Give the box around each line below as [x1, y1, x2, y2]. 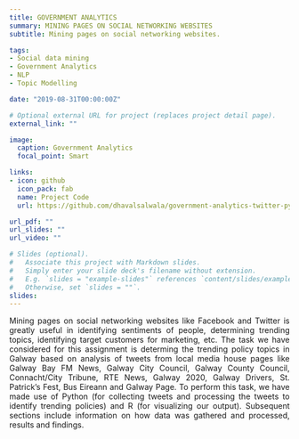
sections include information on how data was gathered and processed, [9, 411, 290, 421]
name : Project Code [17, 192, 90, 201]
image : [9, 135, 34, 144]
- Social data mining [9, 54, 90, 63]
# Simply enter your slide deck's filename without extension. [9, 266, 256, 275]
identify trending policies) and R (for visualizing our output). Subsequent [9, 401, 290, 411]
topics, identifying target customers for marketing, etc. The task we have [9, 335, 290, 346]
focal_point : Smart [17, 152, 90, 161]
